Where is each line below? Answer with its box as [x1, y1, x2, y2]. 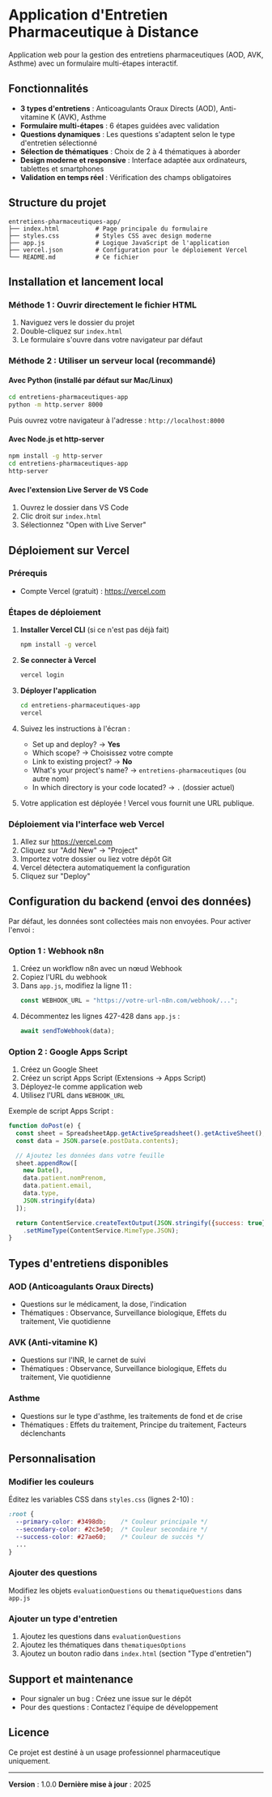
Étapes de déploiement [8, 606, 101, 617]
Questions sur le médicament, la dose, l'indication [19, 1300, 187, 1309]
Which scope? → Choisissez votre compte [32, 748, 174, 758]
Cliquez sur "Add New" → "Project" [19, 845, 138, 855]
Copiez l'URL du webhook [19, 972, 108, 982]
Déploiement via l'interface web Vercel [8, 818, 164, 829]
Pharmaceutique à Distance [8, 23, 199, 41]
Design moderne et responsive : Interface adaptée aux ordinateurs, [19, 155, 248, 165]
